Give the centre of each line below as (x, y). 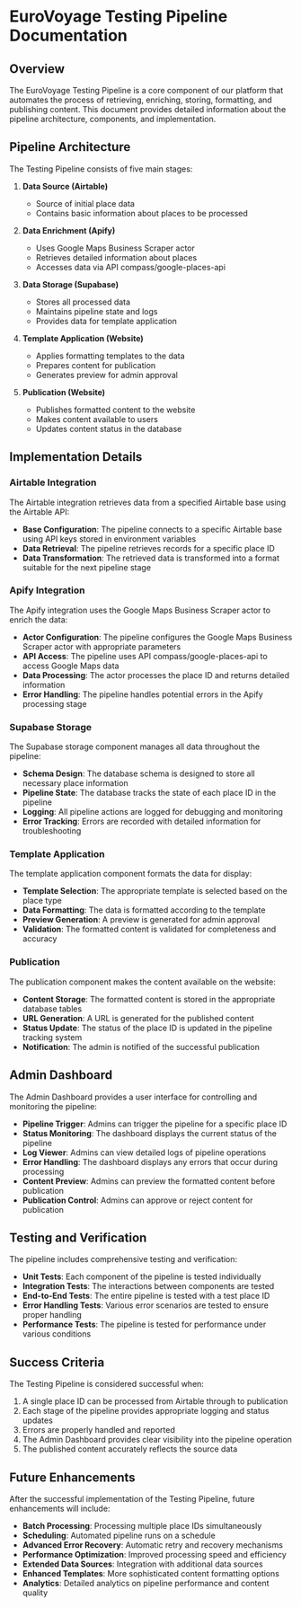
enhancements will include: (60, 1508)
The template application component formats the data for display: (131, 874)
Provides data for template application (106, 321)
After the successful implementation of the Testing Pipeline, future (132, 1498)
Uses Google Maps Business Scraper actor (115, 248)
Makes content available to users (97, 419)
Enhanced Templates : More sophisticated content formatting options (151, 1573)
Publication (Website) (64, 392)
